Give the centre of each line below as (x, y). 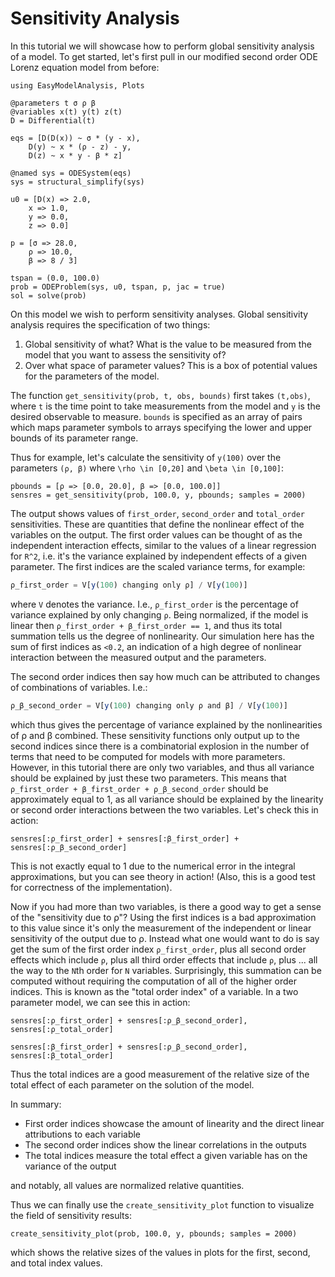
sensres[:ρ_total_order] (62, 1029)
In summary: (36, 1104)
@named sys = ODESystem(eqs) (71, 173)
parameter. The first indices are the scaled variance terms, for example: (158, 566)
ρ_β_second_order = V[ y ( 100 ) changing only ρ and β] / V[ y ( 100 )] (149, 705)
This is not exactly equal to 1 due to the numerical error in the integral (153, 866)
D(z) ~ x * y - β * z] (75, 155)
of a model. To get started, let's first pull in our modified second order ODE (164, 56)
